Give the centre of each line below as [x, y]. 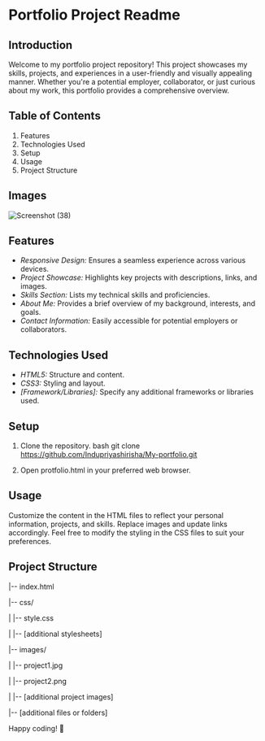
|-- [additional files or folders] [58, 713]
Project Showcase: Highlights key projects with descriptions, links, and [139, 277]
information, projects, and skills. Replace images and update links [118, 524]
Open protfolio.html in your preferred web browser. [105, 470]
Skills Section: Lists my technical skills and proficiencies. [115, 295]
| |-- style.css [31, 618]
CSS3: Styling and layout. [63, 383]
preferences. [30, 541]
